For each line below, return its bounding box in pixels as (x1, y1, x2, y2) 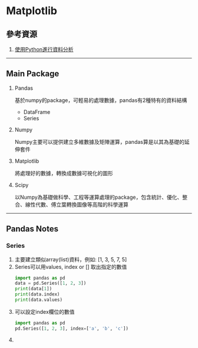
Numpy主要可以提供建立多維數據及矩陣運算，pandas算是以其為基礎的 (14, 138, 184, 145)
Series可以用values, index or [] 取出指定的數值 (14, 263, 127, 270)
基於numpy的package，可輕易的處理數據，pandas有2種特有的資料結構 (14, 96, 187, 104)
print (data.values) (14, 297, 63, 303)
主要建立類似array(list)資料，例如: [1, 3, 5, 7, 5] (14, 255, 127, 263)
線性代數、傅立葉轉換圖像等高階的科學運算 (25, 201, 128, 208)
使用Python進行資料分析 (14, 46, 74, 52)
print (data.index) (14, 291, 60, 297)
